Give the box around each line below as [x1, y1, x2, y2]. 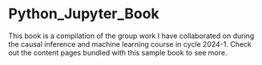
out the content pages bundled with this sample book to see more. [8, 48, 228, 57]
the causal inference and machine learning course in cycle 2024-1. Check [8, 39, 252, 48]
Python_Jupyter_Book [8, 5, 159, 23]
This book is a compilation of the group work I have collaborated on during [8, 31, 255, 40]
